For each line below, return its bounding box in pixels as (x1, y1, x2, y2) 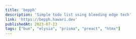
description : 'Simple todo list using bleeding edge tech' (5, 12, 132, 17)
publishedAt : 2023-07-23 (5, 21, 57, 27)
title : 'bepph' (5, 7, 37, 13)
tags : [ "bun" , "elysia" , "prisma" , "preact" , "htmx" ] (5, 26, 121, 31)
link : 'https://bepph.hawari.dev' (5, 17, 78, 22)
